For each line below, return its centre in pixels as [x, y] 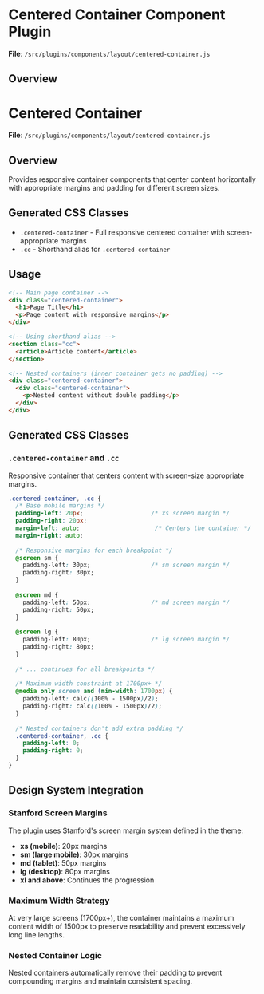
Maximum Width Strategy [59, 901]
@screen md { [37, 595]
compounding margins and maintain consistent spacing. [100, 981]
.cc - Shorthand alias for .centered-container [95, 249]
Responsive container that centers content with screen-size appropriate [126, 475]
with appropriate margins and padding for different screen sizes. [114, 188]
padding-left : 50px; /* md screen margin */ [126, 602]
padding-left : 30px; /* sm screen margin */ [126, 565]
